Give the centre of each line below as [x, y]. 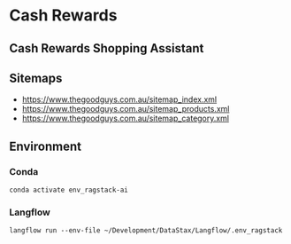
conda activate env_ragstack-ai [69, 190]
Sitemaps [36, 78]
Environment [46, 146]
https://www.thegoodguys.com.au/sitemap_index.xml [119, 99]
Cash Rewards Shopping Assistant [107, 48]
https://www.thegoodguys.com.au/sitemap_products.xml [126, 109]
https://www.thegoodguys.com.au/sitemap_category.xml [126, 118]
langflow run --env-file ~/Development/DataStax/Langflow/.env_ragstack [146, 231]
